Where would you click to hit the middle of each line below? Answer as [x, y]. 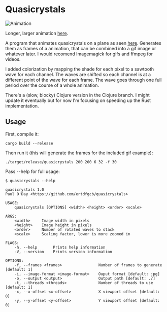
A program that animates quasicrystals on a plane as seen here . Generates [83, 43]
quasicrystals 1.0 [25, 189]
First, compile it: [22, 134]
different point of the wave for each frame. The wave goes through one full [83, 80]
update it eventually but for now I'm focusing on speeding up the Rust [78, 100]
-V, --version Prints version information [63, 252]
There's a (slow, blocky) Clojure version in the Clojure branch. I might [77, 95]
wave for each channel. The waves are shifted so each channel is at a [78, 74]
